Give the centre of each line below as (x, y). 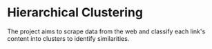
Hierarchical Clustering (75, 13)
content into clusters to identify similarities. (68, 38)
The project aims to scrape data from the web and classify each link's (106, 31)
